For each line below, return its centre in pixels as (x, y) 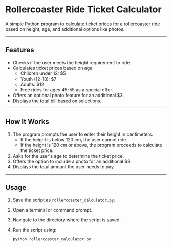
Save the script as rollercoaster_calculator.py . (64, 200)
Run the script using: (35, 230)
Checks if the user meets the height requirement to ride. (72, 62)
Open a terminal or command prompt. (52, 210)
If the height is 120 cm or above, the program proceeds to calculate (91, 145)
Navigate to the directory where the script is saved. (67, 220)
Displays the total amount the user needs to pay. (64, 167)
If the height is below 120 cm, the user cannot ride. (74, 139)
